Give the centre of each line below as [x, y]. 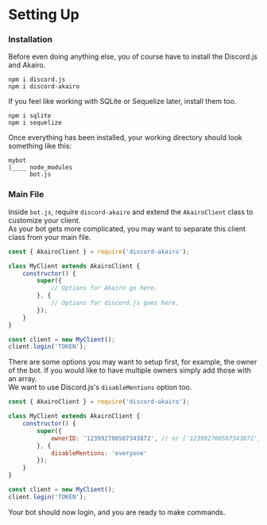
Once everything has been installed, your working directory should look [125, 137]
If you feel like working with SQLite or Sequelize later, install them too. [122, 102]
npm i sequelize [35, 123]
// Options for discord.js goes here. [115, 303]
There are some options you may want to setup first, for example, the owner [133, 362]
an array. [23, 379]
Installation [31, 40]
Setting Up [44, 15]
